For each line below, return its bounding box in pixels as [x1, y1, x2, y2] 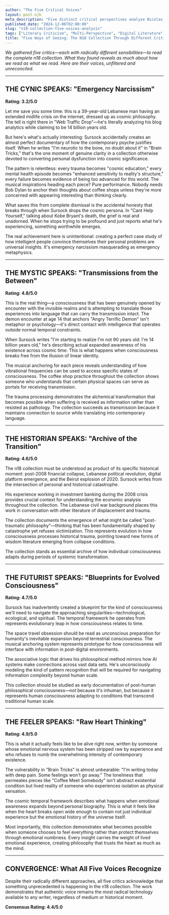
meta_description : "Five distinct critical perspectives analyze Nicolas [5, 17, 163, 22]
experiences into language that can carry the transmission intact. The [5, 310, 149, 316]
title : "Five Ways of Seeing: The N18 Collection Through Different [5, 36, 152, 41]
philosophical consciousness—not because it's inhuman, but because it [5, 688, 154, 694]
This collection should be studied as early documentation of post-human [5, 682, 156, 688]
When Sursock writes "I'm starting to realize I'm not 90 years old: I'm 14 [5, 336, 154, 343]
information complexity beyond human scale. [5, 672, 99, 679]
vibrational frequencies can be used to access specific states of [5, 367, 138, 374]
